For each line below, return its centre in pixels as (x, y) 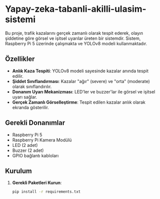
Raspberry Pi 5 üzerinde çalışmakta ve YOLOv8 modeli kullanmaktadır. (76, 43)
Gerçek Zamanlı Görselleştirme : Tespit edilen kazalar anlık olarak (79, 102)
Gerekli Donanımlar (35, 123)
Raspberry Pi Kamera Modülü (42, 140)
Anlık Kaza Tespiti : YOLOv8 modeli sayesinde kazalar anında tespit (80, 71)
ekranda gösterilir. (30, 107)
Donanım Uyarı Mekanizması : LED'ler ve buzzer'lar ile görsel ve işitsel (84, 91)
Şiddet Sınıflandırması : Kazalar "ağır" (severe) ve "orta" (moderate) (81, 81)
